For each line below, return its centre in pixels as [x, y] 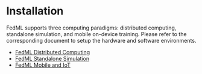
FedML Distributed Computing [52, 52]
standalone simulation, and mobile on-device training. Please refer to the [96, 34]
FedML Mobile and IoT [43, 65]
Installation [35, 11]
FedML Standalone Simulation [52, 58]
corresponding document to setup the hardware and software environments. [101, 40]
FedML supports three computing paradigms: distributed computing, [91, 28]
